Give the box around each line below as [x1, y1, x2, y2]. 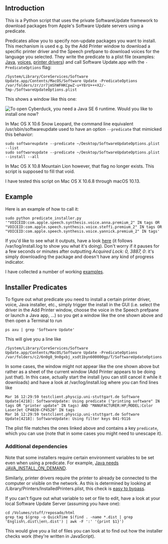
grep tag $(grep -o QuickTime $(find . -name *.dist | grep [5, 514, 133, 519]
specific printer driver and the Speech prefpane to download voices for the [5, 48, 160, 54]
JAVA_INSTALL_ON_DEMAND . [5, 465, 67, 471]
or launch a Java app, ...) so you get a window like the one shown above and [5, 312, 163, 318]
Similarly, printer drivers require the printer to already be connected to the [5, 475, 157, 481]
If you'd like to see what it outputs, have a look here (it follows [5, 238, 133, 244]
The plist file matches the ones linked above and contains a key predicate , [5, 425, 158, 431]
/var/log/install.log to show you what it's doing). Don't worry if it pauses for [5, 243, 160, 249]
